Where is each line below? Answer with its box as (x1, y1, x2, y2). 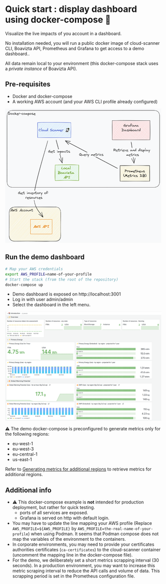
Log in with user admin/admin (12, 296, 73, 302)
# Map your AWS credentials (5, 266, 63, 272)
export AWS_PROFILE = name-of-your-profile (5, 272, 92, 277)
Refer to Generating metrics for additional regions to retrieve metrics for (5, 466, 152, 472)
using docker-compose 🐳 (5, 14, 111, 25)
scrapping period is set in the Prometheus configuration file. (12, 573, 135, 579)
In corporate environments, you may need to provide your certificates (12, 541, 155, 548)
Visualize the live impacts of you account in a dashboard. (5, 30, 122, 36)
